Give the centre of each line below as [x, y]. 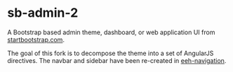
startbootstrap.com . [36, 39]
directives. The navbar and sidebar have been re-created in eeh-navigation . [117, 60]
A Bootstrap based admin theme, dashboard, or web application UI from [111, 32]
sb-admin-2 [43, 13]
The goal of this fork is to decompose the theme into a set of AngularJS [111, 53]
